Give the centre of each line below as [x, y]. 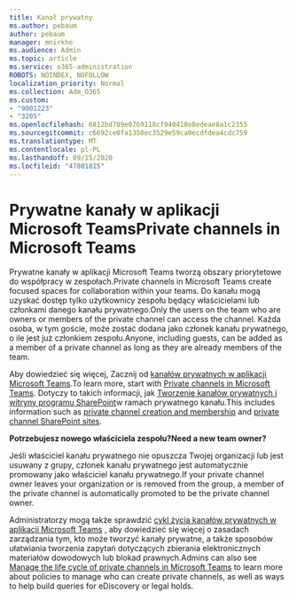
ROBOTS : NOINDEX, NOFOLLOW [59, 75]
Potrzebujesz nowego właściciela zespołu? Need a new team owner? [138, 438]
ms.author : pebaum [43, 26]
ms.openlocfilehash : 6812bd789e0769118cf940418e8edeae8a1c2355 [129, 125]
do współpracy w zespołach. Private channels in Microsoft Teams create [141, 281]
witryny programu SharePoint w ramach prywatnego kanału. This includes [142, 403]
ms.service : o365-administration [71, 67]
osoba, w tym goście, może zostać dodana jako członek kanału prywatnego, [149, 328]
